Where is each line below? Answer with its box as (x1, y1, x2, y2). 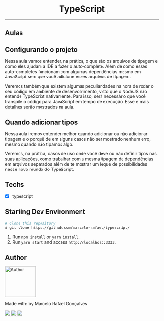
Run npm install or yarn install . (12, 234, 80, 240)
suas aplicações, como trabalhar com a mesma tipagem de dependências (5, 156, 154, 162)
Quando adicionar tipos (5, 118, 78, 126)
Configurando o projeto (5, 45, 78, 54)
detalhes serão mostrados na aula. (5, 104, 75, 110)
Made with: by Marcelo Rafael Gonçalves (5, 301, 88, 307)
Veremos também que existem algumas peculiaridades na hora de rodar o (5, 83, 154, 89)
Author (5, 253, 27, 262)
